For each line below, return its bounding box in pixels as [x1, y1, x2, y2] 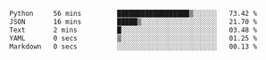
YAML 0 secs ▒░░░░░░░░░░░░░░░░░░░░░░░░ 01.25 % [9, 34, 257, 42]
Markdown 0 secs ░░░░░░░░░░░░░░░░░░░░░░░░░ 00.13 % [9, 41, 257, 51]
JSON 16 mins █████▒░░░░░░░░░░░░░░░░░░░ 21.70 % [9, 17, 257, 26]
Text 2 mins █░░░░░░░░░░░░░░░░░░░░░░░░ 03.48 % [9, 26, 257, 34]
